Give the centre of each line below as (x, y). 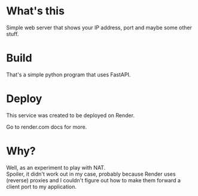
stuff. (13, 33)
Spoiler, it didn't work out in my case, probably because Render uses (91, 174)
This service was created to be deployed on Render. (70, 115)
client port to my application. (41, 186)
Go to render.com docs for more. (47, 127)
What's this (35, 11)
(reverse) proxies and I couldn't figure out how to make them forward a (94, 180)
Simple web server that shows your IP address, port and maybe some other (99, 27)
